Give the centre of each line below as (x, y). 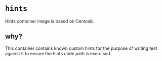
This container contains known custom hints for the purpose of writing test (81, 48)
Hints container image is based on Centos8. (50, 21)
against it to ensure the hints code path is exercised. (58, 53)
